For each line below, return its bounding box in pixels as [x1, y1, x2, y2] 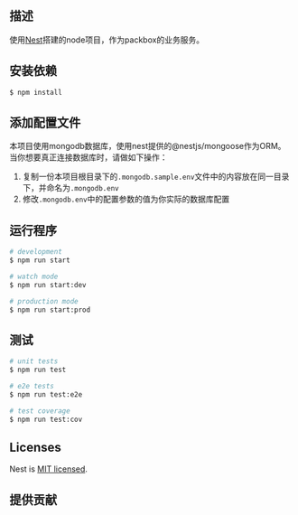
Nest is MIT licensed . [9, 463, 88, 474]
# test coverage [9, 406, 70, 416]
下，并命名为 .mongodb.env [22, 183, 119, 193]
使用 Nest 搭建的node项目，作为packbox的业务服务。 [9, 34, 205, 45]
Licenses [9, 439, 61, 454]
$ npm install [9, 88, 63, 97]
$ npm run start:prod [9, 305, 91, 314]
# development [9, 248, 63, 257]
